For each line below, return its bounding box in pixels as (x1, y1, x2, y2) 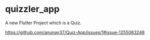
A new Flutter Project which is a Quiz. (5, 20, 82, 26)
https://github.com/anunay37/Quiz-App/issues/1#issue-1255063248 (5, 29, 145, 35)
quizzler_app (5, 3, 60, 15)
